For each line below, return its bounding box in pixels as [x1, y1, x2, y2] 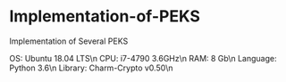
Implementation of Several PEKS [9, 36, 129, 46]
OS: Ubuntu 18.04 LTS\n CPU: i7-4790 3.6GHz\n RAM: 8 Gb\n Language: [9, 53, 277, 63]
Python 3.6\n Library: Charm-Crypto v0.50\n [9, 62, 173, 73]
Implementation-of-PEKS [9, 6, 201, 27]
